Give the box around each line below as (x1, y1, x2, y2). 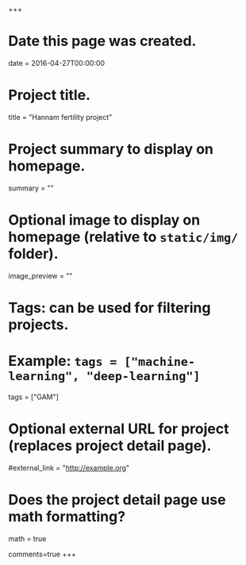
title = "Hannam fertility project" (8, 112, 113, 121)
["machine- (124, 355, 196, 370)
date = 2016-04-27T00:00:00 (8, 58, 106, 67)
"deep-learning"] (86, 369, 201, 384)
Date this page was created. (8, 33, 197, 50)
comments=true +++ (8, 549, 77, 559)
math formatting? (8, 508, 125, 525)
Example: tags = (8, 352, 117, 370)
